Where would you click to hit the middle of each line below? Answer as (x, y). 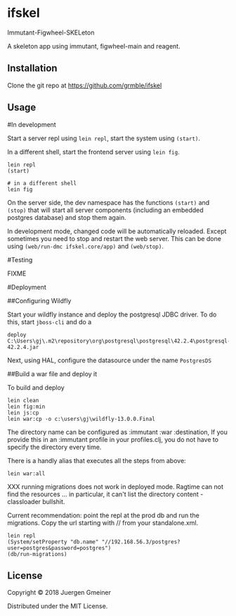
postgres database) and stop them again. (67, 217)
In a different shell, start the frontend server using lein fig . (94, 152)
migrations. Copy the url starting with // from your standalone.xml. (103, 522)
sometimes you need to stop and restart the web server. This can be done (114, 238)
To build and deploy (36, 387)
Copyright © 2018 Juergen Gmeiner (59, 593)
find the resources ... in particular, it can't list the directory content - (105, 494)
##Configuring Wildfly (39, 300)
